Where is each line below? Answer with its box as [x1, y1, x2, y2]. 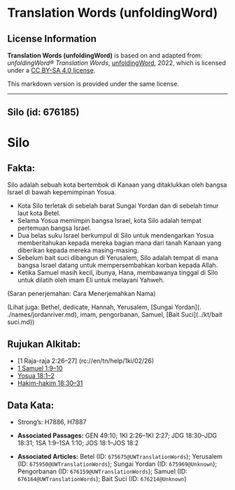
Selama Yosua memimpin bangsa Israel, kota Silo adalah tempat [17, 217, 201, 225]
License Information [7, 33, 97, 45]
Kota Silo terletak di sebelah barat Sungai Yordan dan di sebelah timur [17, 201, 219, 210]
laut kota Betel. [17, 209, 61, 217]
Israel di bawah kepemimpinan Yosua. [7, 188, 117, 196]
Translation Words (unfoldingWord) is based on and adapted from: [7, 51, 203, 59]
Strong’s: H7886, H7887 [17, 418, 87, 426]
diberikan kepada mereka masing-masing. [17, 246, 139, 254]
